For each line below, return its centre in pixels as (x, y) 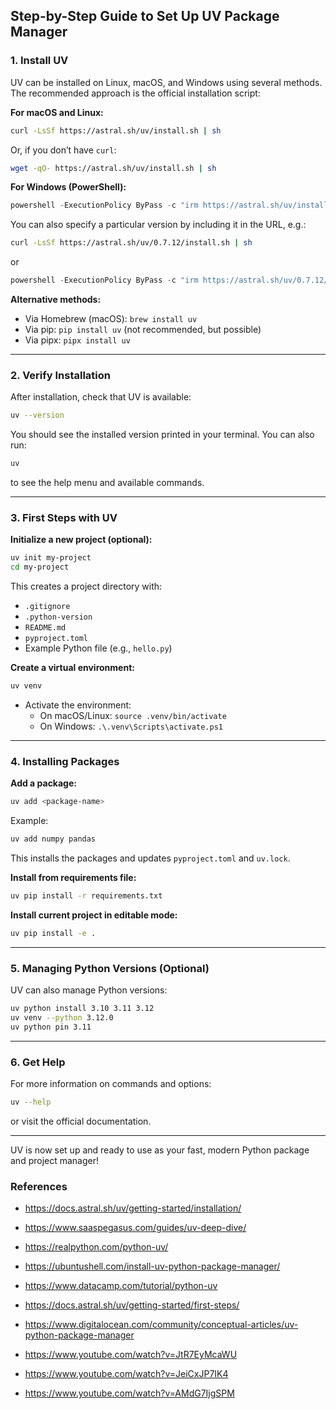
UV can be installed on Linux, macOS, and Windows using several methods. (166, 82)
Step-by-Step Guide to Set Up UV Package (145, 16)
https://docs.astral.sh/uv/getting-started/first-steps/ (132, 1305)
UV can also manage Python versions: (89, 990)
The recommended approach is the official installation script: (135, 93)
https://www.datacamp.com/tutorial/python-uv (121, 1286)
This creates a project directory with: (86, 586)
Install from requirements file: (73, 878)
